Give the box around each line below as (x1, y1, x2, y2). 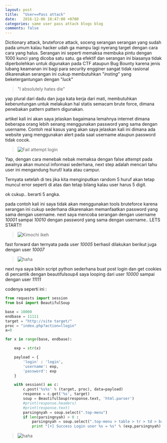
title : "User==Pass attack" (5, 12, 66, 17)
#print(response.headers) (23, 401, 77, 406)
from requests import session (5, 296, 68, 301)
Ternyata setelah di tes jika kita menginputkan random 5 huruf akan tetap (5, 177, 155, 182)
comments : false (5, 26, 39, 31)
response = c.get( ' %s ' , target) (23, 391, 90, 397)
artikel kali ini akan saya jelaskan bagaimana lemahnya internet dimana (5, 116, 150, 122)
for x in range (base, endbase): (5, 337, 72, 342)
